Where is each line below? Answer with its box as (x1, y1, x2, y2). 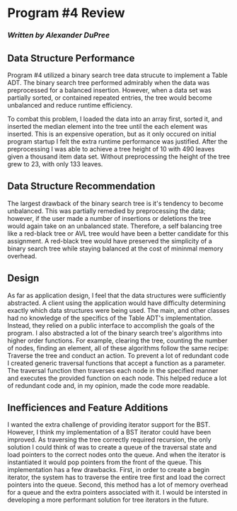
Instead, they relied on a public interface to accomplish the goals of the (7, 321, 215, 330)
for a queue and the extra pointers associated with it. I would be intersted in (7, 488, 228, 497)
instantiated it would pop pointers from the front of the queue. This (7, 458, 202, 466)
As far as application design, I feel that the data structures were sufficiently (7, 291, 226, 299)
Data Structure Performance (7, 52, 135, 64)
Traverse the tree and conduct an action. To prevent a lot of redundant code (7, 351, 229, 360)
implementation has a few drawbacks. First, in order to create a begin (7, 466, 210, 474)
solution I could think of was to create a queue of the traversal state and (7, 443, 217, 452)
